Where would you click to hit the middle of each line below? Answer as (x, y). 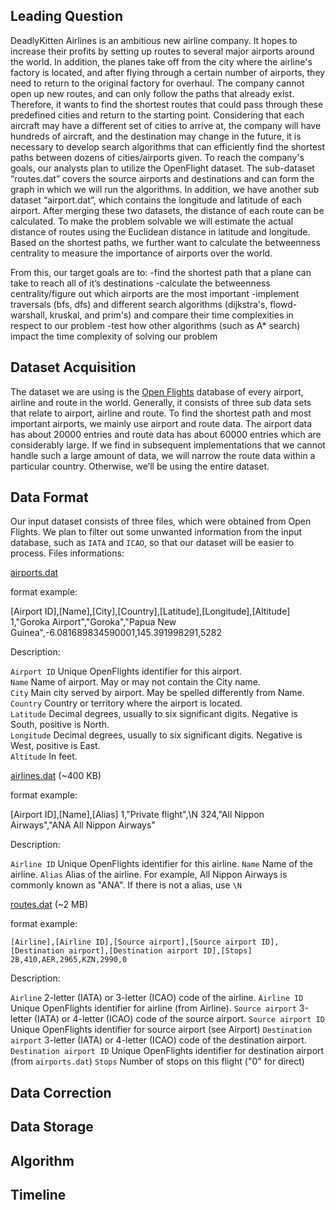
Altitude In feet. (44, 756)
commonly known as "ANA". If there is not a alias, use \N (126, 885)
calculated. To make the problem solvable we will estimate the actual (152, 221)
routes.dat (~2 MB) (49, 905)
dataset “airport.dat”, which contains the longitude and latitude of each (156, 200)
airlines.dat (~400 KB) (56, 776)
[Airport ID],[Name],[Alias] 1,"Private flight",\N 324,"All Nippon (137, 815)
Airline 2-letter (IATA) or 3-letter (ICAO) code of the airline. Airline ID (157, 998)
